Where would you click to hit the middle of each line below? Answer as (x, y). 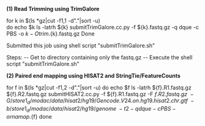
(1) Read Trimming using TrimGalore (53, 9)
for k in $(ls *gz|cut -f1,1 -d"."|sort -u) (54, 20)
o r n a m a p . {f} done (29, 116)
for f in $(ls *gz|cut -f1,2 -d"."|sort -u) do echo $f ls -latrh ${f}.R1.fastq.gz (99, 87)
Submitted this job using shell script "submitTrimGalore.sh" (81, 46)
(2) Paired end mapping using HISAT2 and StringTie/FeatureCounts (93, 76)
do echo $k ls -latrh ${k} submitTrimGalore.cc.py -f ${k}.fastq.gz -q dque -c (102, 27)
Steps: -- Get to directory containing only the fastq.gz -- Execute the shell (99, 57)
